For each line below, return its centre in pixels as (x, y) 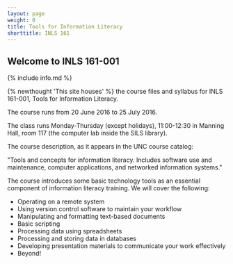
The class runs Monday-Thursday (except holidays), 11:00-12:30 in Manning (116, 126)
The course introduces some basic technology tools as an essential (104, 181)
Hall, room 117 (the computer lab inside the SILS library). (88, 133)
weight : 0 (22, 20)
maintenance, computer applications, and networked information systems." (115, 167)
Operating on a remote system (61, 201)
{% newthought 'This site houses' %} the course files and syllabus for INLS (115, 92)
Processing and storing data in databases (77, 239)
